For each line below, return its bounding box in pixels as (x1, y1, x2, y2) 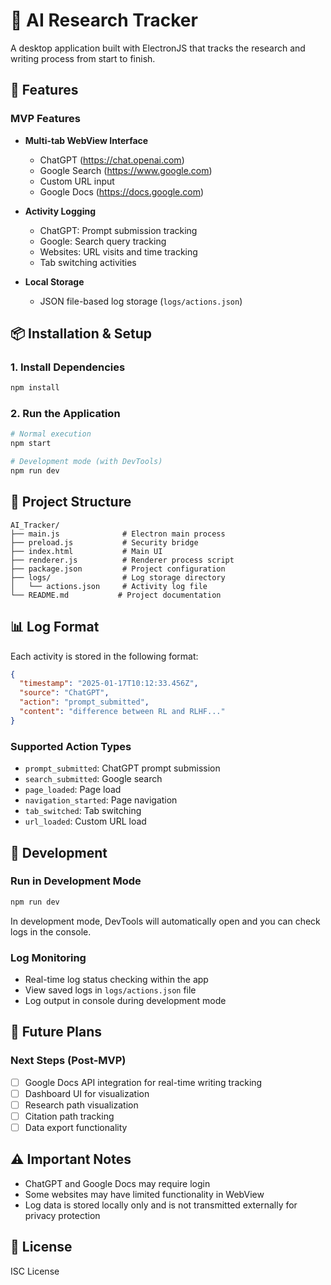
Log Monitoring (10, 950, 87, 964)
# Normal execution (10, 429, 92, 439)
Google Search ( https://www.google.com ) (39, 164, 213, 176)
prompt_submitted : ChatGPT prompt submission (24, 762, 221, 774)
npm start (10, 439, 52, 449)
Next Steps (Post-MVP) (10, 1054, 127, 1068)
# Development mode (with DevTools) (10, 457, 163, 467)
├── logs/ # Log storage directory (10, 572, 226, 583)
